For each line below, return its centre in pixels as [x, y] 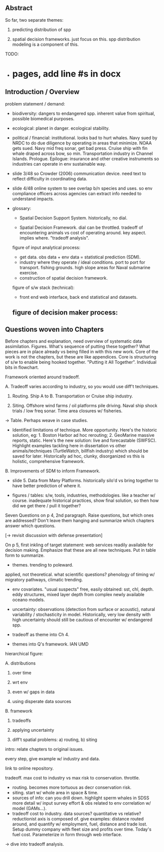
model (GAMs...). [29, 809]
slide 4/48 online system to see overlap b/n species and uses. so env [82, 188]
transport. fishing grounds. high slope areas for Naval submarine [85, 267]
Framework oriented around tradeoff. [42, 377]
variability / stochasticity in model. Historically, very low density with [81, 615]
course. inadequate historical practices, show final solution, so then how [85, 500]
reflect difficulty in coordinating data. [50, 178]
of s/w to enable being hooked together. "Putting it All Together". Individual [81, 362]
